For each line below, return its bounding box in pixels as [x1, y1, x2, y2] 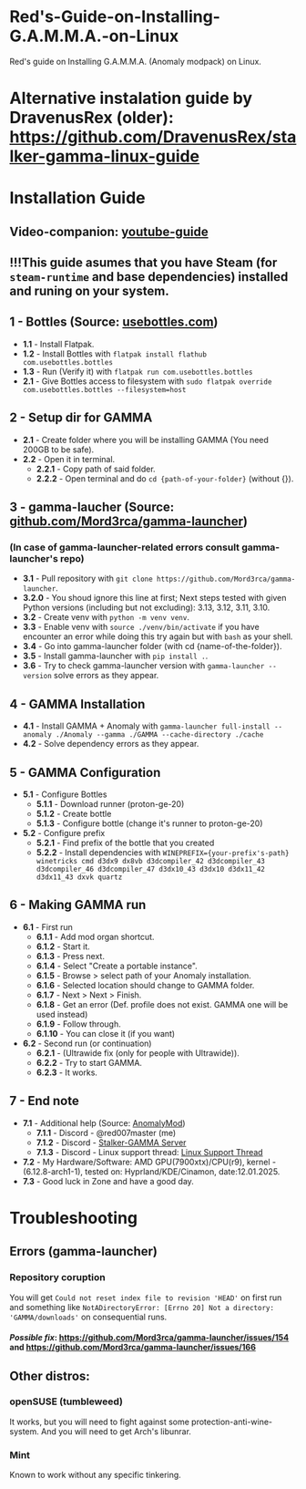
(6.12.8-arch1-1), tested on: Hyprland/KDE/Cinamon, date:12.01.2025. [22, 1165, 280, 1177]
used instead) [36, 1008, 88, 1019]
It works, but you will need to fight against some [9, 1416, 189, 1427]
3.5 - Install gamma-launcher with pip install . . [22, 650, 209, 662]
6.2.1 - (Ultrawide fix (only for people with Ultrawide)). [36, 1047, 240, 1059]
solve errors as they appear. [53, 670, 159, 681]
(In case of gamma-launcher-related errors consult [9, 541, 240, 553]
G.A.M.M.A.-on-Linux [9, 26, 179, 47]
